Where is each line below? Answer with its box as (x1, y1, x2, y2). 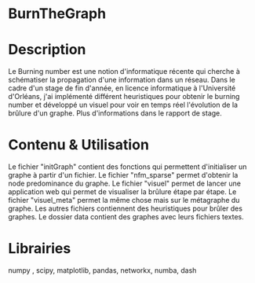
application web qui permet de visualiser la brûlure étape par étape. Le (8, 187, 237, 197)
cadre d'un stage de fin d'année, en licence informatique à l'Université (8, 83, 236, 93)
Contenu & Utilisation (8, 136, 149, 154)
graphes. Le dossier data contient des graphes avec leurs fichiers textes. (8, 212, 245, 222)
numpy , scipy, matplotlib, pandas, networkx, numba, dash (8, 266, 197, 275)
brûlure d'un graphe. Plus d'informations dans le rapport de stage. (8, 108, 222, 118)
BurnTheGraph (8, 5, 107, 23)
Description (8, 41, 86, 59)
